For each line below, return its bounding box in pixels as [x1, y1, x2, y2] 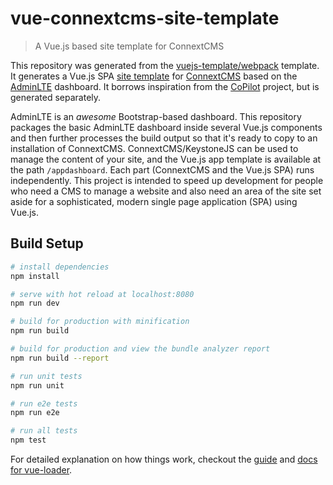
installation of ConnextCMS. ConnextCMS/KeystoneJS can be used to [10, 142, 299, 154]
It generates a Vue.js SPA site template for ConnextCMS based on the [10, 70, 298, 82]
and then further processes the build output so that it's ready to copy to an [10, 132, 318, 144]
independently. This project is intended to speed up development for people [10, 174, 324, 186]
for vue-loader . [10, 464, 73, 476]
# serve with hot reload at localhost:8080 [10, 289, 195, 299]
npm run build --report [10, 353, 110, 363]
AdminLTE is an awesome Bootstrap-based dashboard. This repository [10, 110, 302, 122]
